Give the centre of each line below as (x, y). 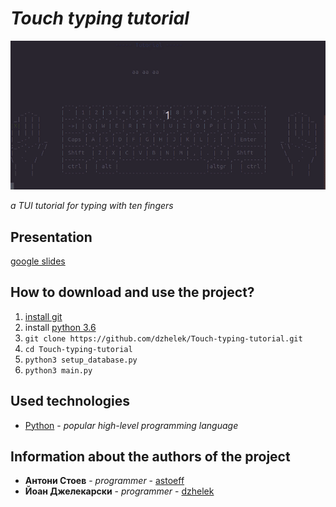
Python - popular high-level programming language (131, 425)
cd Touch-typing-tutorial (78, 349)
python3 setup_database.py (81, 360)
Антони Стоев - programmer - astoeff (104, 481)
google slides (38, 261)
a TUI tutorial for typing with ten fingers (92, 206)
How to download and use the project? (132, 292)
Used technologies (70, 401)
